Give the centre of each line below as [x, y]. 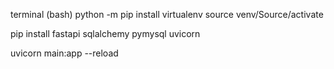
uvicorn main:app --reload [64, 53]
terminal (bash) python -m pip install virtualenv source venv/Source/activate [167, 14]
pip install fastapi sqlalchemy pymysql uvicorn [105, 33]
